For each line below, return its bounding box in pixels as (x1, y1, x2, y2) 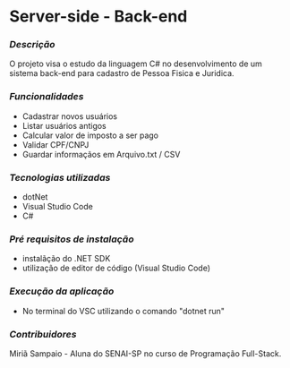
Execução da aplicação (9, 285, 115, 297)
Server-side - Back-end (9, 6, 188, 27)
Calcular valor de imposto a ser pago (21, 130, 159, 141)
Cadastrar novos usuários (21, 110, 118, 122)
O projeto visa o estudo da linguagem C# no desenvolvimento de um (9, 58, 262, 69)
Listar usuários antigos (21, 120, 107, 131)
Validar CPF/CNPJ (21, 139, 90, 150)
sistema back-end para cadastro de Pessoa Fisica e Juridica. (9, 68, 235, 79)
